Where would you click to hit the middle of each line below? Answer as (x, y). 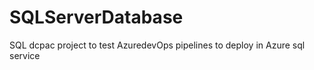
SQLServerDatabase (96, 17)
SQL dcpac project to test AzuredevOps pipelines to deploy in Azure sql (157, 45)
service (25, 55)
